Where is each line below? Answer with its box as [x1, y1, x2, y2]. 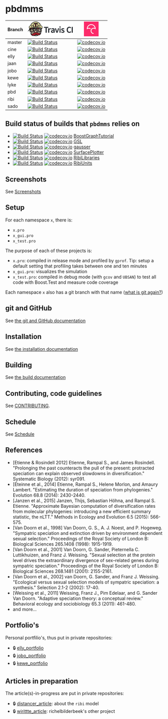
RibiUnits [73, 160, 93, 166]
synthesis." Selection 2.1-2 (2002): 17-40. [12, 584, 100, 591]
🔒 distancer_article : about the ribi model [12, 701, 99, 707]
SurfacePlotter [73, 149, 104, 155]
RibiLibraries [73, 154, 100, 161]
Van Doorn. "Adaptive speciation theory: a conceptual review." [12, 595, 144, 601]
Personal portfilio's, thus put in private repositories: [5, 635, 113, 641]
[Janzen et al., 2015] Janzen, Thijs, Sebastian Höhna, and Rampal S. [12, 497, 156, 504]
